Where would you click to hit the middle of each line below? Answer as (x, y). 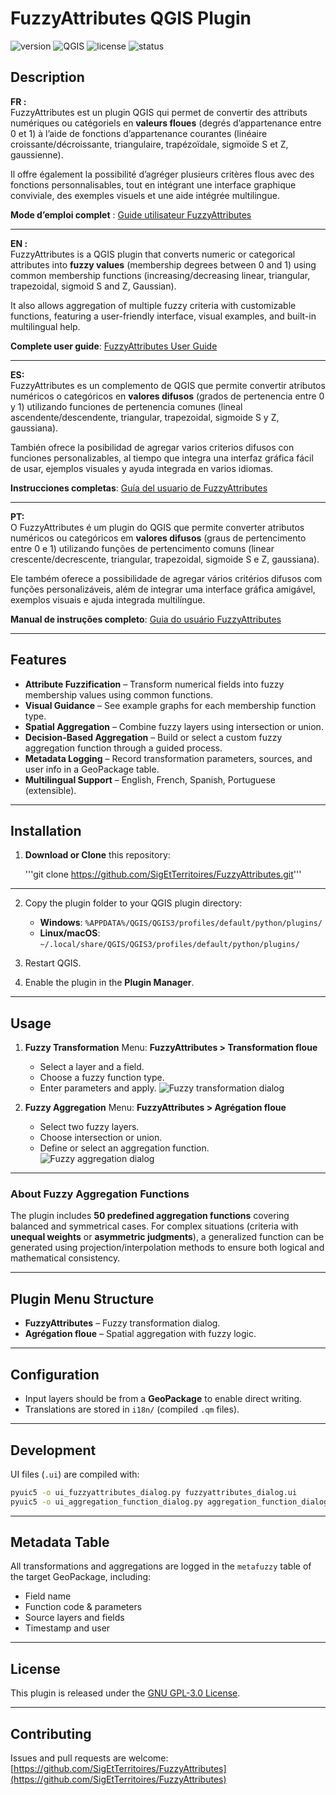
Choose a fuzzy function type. (102, 1078)
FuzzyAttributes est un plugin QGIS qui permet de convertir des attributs (159, 112)
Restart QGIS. (53, 963)
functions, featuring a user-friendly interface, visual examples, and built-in (163, 316)
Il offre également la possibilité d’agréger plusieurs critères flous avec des (162, 174)
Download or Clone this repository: (97, 855)
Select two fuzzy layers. (89, 1127)
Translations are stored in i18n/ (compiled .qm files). (132, 1409)
